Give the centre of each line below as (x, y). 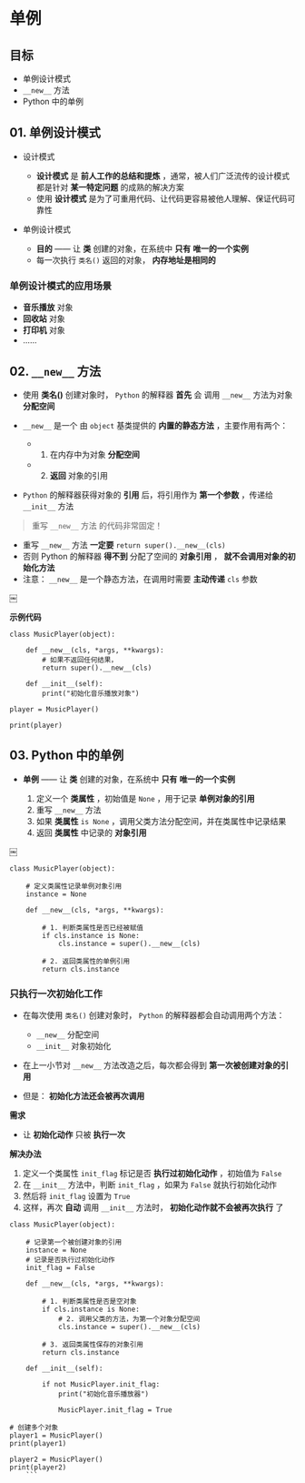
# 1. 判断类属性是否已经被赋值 (93, 928)
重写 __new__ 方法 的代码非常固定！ (97, 525)
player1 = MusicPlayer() (56, 1436)
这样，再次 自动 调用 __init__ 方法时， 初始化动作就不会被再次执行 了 (153, 1207)
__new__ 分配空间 (68, 1034)
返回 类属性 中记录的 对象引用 (91, 832)
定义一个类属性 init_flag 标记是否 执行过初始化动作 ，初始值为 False (152, 1174)
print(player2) (38, 1468)
